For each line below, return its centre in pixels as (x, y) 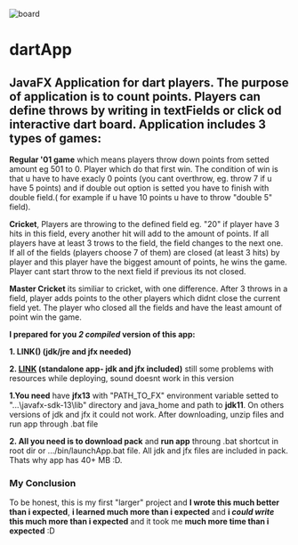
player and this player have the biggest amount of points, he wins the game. (148, 262)
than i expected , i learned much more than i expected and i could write (142, 512)
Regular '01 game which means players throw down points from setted (139, 159)
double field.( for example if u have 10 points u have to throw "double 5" (141, 197)
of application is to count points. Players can (135, 97)
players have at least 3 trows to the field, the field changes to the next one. (146, 243)
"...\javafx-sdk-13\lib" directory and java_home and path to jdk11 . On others (147, 405)
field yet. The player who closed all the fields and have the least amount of (146, 308)
